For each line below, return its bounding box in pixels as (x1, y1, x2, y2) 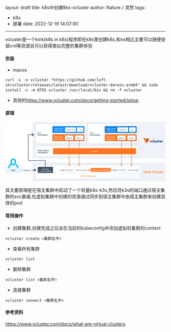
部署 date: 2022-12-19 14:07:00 (12, 21, 79, 27)
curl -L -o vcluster (5, 78, 49, 83)
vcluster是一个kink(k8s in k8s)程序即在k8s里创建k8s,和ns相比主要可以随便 (5, 36, 161, 42)
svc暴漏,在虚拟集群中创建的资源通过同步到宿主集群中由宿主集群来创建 (14, 193, 161, 200)
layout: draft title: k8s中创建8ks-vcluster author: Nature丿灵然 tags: (5, 5, 146, 10)
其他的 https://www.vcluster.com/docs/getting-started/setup (12, 97, 139, 104)
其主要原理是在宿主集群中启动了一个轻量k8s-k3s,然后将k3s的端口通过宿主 (5, 187, 161, 193)
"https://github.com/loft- (50, 78, 108, 83)
